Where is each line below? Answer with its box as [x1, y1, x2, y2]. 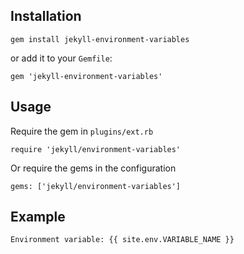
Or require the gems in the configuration [10, 162, 177, 174]
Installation [10, 8, 82, 25]
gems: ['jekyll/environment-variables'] [10, 181, 182, 191]
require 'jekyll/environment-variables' [10, 144, 182, 154]
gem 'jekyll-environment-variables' [10, 71, 163, 81]
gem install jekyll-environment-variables [10, 34, 190, 44]
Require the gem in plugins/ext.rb [10, 125, 154, 137]
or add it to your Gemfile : [10, 52, 113, 64]
